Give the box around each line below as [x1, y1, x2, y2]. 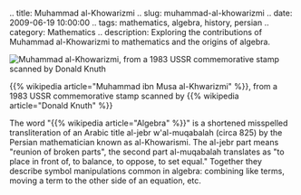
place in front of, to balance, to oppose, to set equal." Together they [9, 156, 263, 166]
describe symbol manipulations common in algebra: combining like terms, [9, 166, 286, 176]
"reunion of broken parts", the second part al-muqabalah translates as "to [9, 146, 285, 157]
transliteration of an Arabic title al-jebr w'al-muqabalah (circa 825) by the [9, 127, 283, 138]
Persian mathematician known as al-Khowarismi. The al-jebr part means [9, 137, 279, 147]
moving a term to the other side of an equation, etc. [9, 175, 202, 186]
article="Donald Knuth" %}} [9, 100, 113, 111]
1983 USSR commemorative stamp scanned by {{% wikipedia [9, 90, 239, 101]
